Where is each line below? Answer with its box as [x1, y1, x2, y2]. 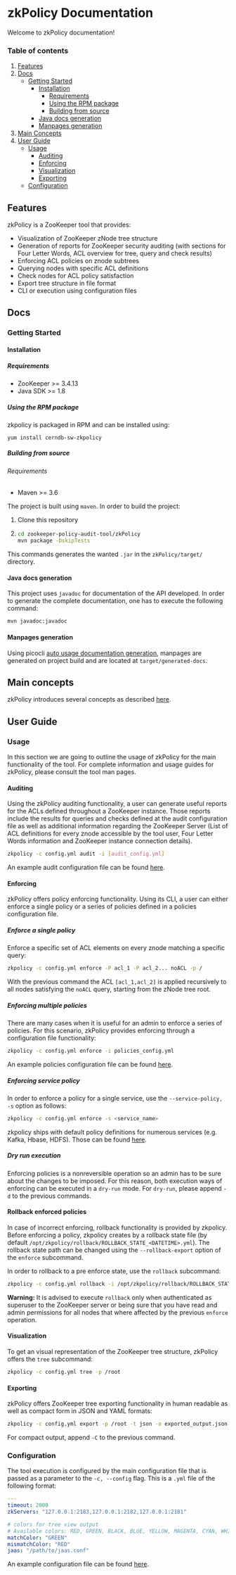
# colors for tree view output [7, 1521, 99, 1528]
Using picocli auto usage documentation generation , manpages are [7, 649, 202, 657]
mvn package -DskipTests [17, 537, 91, 545]
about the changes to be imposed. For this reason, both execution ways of [7, 1177, 223, 1185]
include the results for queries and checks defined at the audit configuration [7, 814, 228, 823]
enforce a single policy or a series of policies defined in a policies [7, 902, 197, 911]
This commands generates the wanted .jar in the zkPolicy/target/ [7, 550, 203, 559]
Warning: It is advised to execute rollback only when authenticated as [7, 1293, 212, 1301]
